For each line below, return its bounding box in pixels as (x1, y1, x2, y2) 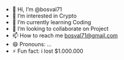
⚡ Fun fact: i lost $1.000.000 (12, 47, 84, 55)
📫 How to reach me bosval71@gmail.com (12, 32, 118, 39)
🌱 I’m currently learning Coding (12, 19, 91, 25)
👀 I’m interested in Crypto (12, 12, 77, 19)
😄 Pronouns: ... (12, 41, 52, 48)
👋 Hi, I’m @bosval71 (12, 6, 63, 13)
